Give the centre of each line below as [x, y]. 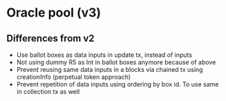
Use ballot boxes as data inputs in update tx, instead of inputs [104, 55]
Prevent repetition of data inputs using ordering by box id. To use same [117, 84]
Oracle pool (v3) [54, 13]
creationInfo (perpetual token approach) [74, 77]
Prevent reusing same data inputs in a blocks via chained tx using [110, 70]
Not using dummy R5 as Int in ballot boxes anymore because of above [116, 62]
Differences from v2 [50, 38]
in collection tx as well [48, 92]
